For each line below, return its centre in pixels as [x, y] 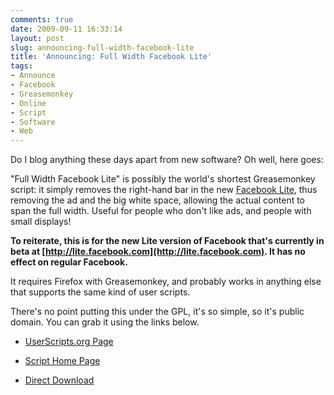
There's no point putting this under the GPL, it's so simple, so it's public [157, 312]
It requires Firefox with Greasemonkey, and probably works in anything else [166, 282]
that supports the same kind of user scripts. [100, 292]
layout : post [37, 38]
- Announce [33, 76]
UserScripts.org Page [69, 342]
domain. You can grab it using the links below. [105, 322]
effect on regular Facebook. [69, 262]
